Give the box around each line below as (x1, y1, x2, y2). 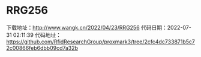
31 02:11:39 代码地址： (6, 31, 62, 39)
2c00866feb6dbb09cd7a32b (6, 44, 79, 51)
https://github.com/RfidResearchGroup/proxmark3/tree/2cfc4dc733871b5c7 (6, 38, 195, 45)
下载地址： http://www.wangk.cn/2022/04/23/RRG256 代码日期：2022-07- (6, 24, 192, 31)
